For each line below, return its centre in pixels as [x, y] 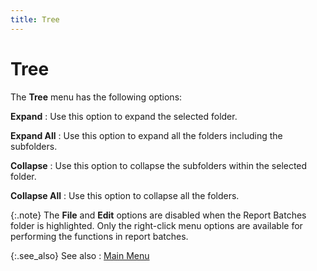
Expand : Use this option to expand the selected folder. [124, 116]
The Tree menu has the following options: [96, 97]
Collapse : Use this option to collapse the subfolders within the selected [159, 165]
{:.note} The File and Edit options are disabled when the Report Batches [158, 215]
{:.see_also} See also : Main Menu [80, 255]
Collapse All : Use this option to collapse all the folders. [125, 195]
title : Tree [35, 19]
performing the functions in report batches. [99, 236]
